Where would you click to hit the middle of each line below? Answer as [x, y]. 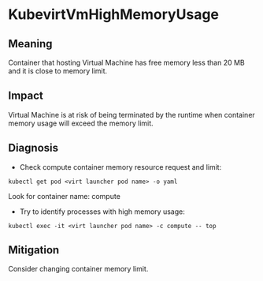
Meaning [30, 44]
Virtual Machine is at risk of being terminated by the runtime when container [132, 114]
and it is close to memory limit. [58, 71]
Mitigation [34, 250]
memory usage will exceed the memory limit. [81, 123]
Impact [26, 96]
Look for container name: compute [64, 196]
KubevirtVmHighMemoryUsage [113, 15]
